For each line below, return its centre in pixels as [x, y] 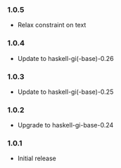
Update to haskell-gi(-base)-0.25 [65, 92]
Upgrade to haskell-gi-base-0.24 [65, 125]
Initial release [37, 158]
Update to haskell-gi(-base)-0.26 [65, 58]
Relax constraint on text [52, 25]
